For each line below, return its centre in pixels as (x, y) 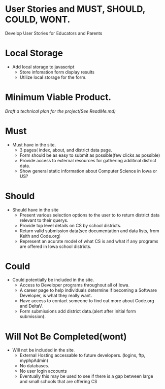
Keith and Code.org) (40, 236)
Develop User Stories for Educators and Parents (54, 33)
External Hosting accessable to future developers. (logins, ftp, (82, 355)
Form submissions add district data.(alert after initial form (78, 311)
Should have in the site (35, 210)
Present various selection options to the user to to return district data (90, 215)
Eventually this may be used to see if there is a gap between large (86, 376)
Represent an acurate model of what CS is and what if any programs (89, 241)
